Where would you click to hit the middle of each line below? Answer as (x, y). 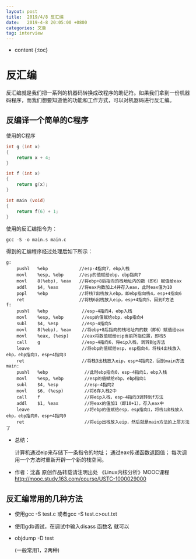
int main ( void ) (26, 200)
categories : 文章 (26, 28)
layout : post (22, 11)
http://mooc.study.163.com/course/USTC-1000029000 (80, 479)
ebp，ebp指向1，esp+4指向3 (36, 355)
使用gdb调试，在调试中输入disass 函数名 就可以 (72, 526)
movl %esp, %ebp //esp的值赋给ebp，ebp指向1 (81, 379)
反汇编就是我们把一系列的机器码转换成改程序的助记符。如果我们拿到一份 (93, 93)
